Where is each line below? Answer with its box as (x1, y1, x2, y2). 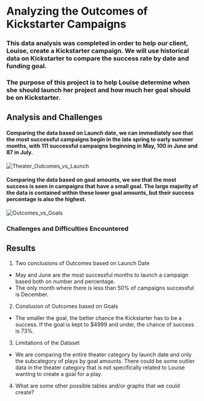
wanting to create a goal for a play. (15, 370, 102, 377)
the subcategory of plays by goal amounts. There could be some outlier (15, 357, 195, 364)
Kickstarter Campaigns (6, 17, 127, 31)
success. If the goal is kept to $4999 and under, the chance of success (15, 321, 194, 328)
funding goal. (6, 62, 47, 71)
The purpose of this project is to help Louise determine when (6, 78, 190, 87)
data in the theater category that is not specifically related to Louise (15, 364, 185, 371)
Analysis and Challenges (6, 112, 103, 122)
